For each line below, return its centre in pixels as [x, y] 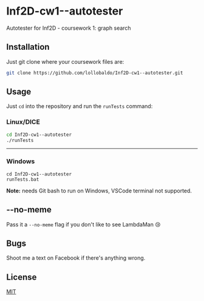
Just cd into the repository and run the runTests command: [80, 106]
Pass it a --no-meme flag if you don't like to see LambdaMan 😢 [83, 224]
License [22, 277]
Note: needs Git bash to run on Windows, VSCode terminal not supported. [99, 191]
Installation [28, 47]
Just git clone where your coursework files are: [65, 61]
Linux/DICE [23, 122]
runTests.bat [23, 179]
